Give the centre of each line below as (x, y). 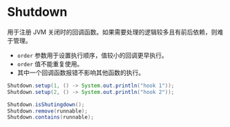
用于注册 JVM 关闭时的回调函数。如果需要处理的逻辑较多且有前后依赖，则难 (115, 32)
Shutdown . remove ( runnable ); (48, 111)
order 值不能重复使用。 (50, 63)
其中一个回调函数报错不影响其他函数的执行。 (81, 72)
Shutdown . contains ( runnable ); (51, 117)
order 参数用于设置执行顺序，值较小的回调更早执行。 (92, 55)
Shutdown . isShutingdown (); (46, 104)
